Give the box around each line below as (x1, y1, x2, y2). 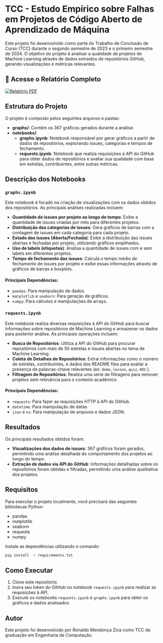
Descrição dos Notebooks (5, 175, 86, 183)
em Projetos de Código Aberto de (5, 14, 143, 25)
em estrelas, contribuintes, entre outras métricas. (19, 161, 119, 167)
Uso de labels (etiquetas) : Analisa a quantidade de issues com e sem (12, 245, 152, 251)
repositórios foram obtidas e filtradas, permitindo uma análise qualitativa (12, 466, 158, 472)
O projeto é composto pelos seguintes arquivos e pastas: (5, 115, 120, 121)
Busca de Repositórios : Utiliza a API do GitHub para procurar (12, 340, 136, 346)
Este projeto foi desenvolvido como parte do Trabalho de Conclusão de (5, 40, 149, 46)
